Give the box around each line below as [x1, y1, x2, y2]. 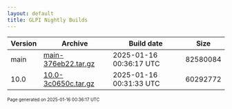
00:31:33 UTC [113, 79, 160, 88]
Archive [61, 39, 88, 48]
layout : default [7, 10, 54, 17]
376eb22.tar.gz [43, 59, 95, 68]
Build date [128, 39, 163, 48]
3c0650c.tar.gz [43, 79, 95, 88]
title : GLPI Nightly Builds [7, 17, 88, 23]
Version [10, 39, 37, 48]
